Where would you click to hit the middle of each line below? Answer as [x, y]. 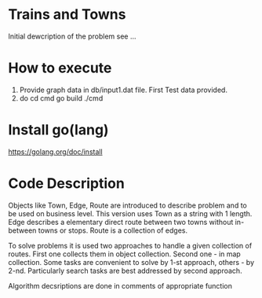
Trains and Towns [67, 15]
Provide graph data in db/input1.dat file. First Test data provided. [123, 90]
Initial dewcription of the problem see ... [72, 36]
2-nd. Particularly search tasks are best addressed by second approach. [125, 270]
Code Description [67, 183]
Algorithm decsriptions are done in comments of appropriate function [120, 285]
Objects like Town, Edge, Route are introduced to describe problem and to [127, 205]
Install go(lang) [58, 130]
